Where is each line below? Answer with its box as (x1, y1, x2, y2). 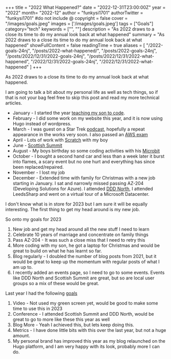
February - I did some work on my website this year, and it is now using (12, 115, 163, 121)
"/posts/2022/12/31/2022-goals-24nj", (5, 53, 86, 59)
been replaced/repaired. (12, 164, 64, 170)
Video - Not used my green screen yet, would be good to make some (12, 300, 158, 306)
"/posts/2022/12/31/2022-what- (86, 53, 155, 59)
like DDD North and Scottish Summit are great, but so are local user (12, 275, 155, 281)
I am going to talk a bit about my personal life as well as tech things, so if (5, 89, 158, 95)
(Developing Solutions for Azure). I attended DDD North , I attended (12, 186, 153, 192)
